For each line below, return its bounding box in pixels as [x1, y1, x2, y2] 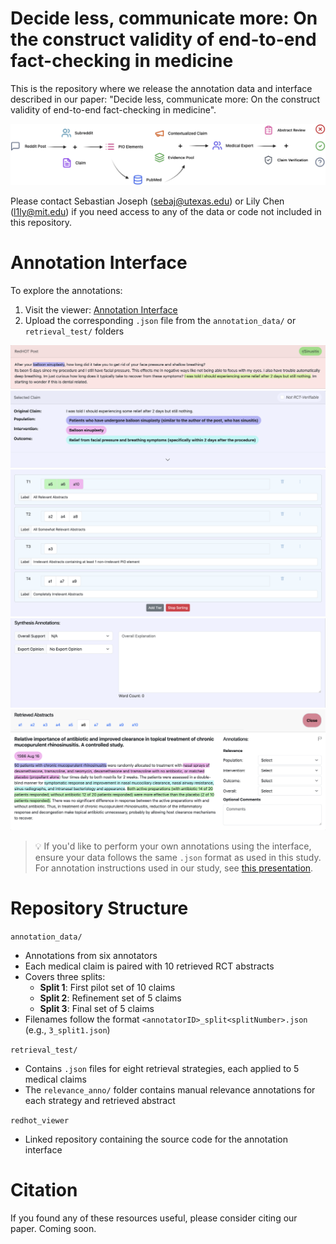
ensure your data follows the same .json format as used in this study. [34, 851, 322, 863]
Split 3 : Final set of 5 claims [39, 1002, 155, 1014]
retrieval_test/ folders [24, 325, 125, 337]
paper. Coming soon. [10, 1222, 97, 1234]
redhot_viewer [10, 1115, 70, 1126]
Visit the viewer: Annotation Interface [24, 303, 178, 316]
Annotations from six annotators [24, 949, 158, 961]
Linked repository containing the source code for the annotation [24, 1133, 289, 1145]
